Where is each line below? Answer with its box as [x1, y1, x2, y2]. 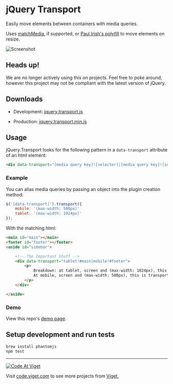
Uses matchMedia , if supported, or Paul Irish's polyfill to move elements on [6, 30, 165, 36]
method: [6, 191, 24, 198]
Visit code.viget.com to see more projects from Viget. [6, 373, 119, 379]
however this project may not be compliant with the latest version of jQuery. [6, 80, 166, 86]
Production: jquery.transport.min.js [13, 118, 87, 124]
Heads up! [6, 61, 40, 70]
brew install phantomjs [6, 344, 57, 349]
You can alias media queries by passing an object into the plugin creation [6, 186, 161, 192]
